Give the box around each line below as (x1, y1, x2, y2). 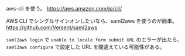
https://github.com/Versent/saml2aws (6, 24, 98, 31)
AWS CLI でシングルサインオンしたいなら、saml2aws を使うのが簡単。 (6, 17, 177, 24)
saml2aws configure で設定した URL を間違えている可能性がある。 (6, 43, 165, 50)
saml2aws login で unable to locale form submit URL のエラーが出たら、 (6, 36, 183, 43)
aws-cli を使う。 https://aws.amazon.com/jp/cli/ (6, 5, 122, 12)
